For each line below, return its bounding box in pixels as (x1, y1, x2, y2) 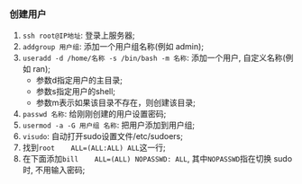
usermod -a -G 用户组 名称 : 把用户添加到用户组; (22, 119, 196, 131)
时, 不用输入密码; (22, 164, 86, 176)
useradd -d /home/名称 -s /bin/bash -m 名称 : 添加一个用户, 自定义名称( (22, 52, 286, 64)
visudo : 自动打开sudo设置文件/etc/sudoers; (22, 131, 183, 142)
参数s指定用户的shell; (35, 86, 115, 97)
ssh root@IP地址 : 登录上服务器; (22, 30, 135, 41)
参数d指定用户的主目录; (35, 74, 124, 86)
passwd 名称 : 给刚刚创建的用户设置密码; (22, 109, 167, 119)
